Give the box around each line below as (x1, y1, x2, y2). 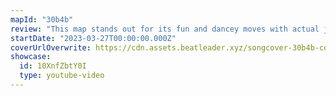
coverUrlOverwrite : (10, 42, 92, 53)
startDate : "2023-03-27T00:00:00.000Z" (10, 33, 177, 43)
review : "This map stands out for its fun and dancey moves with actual (10, 24, 320, 34)
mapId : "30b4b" (10, 14, 74, 25)
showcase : (10, 52, 52, 62)
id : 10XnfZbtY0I (19, 61, 87, 71)
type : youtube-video (19, 71, 105, 81)
